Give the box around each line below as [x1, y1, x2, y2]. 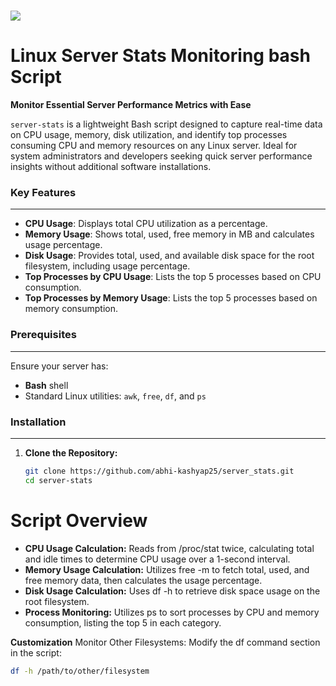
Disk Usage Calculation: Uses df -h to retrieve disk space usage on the [24, 585, 321, 597]
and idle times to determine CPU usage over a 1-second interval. [24, 553, 291, 565]
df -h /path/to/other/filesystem [10, 666, 150, 676]
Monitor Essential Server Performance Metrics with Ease [10, 99, 252, 111]
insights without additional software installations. [10, 161, 212, 173]
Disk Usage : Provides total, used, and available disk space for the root [24, 250, 315, 262]
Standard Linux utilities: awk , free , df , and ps [24, 390, 207, 402]
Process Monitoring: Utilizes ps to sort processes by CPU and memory [24, 606, 320, 618]
